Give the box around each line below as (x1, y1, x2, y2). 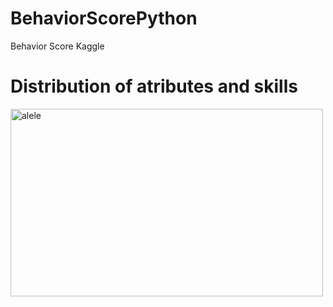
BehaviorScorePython (10, 7, 198, 30)
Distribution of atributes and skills (10, 75, 298, 98)
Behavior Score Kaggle (10, 40, 105, 52)
